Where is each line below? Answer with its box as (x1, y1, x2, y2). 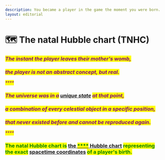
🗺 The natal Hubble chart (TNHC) (5, 34, 150, 45)
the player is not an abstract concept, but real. (5, 68, 120, 75)
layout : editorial (5, 12, 43, 17)
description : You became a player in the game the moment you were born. (5, 7, 161, 12)
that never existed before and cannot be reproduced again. (5, 118, 151, 125)
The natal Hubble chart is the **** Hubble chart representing (5, 142, 155, 149)
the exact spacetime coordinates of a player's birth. (5, 148, 132, 155)
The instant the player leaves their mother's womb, (5, 55, 131, 62)
